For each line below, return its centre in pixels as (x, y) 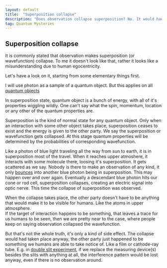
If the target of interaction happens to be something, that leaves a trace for (82, 213)
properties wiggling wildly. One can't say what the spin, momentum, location (83, 106)
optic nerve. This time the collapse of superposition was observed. (74, 188)
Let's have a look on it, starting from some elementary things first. (73, 76)
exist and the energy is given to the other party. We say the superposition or (83, 131)
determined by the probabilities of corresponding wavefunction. (71, 141)
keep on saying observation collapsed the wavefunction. (63, 224)
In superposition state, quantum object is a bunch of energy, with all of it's (81, 100)
